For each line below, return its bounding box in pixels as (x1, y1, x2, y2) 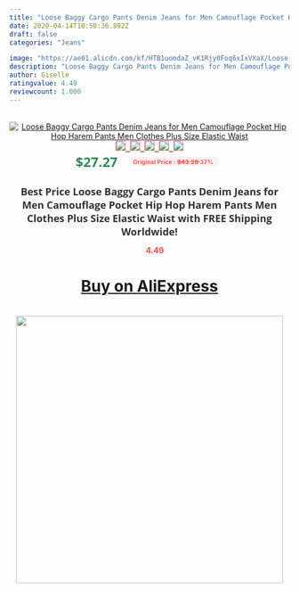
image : (9, 54, 34, 63)
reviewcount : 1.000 (9, 86, 82, 96)
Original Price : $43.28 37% (132, 157, 214, 166)
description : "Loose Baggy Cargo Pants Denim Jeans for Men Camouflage (9, 62, 280, 71)
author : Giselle (9, 70, 69, 80)
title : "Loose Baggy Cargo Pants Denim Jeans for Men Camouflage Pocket (9, 12, 285, 22)
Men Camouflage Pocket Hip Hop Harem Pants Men (21, 197, 278, 212)
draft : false (9, 29, 58, 38)
